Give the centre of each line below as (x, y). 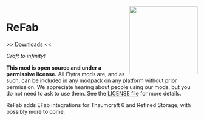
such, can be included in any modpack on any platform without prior (92, 80)
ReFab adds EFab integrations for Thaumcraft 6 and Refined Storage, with (99, 105)
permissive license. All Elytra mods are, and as (66, 74)
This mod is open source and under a (54, 67)
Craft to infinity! (26, 56)
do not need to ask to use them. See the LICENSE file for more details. (94, 93)
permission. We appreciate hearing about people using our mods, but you (98, 87)
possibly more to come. (36, 111)
